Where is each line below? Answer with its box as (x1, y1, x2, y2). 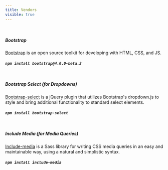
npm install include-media (5, 160, 62, 165)
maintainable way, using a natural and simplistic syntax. (5, 148, 120, 154)
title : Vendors (5, 7, 37, 13)
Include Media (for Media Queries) (5, 131, 79, 137)
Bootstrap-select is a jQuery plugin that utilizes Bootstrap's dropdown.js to (5, 94, 159, 100)
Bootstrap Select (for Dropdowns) (5, 81, 78, 87)
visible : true (5, 12, 35, 17)
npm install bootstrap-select (5, 111, 69, 116)
